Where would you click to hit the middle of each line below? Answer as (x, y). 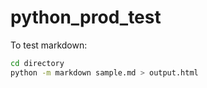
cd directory (37, 63)
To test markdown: (49, 45)
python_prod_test (86, 17)
